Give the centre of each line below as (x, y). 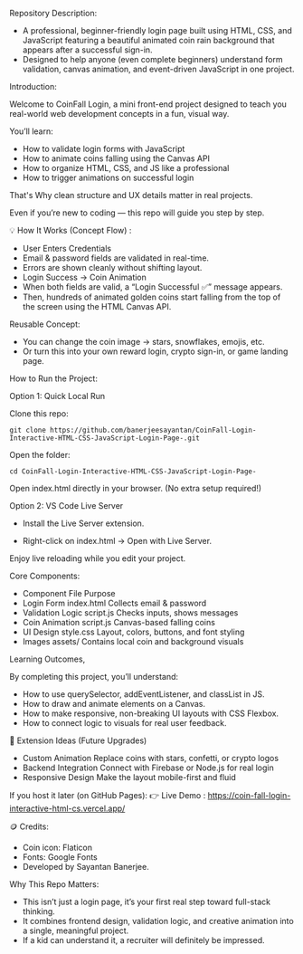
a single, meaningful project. (76, 930)
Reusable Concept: (45, 324)
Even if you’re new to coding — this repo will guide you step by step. (137, 213)
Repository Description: (53, 13)
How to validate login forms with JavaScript (104, 149)
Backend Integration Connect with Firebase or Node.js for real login (148, 768)
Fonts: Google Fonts (60, 857)
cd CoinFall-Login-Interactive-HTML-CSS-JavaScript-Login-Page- (133, 472)
